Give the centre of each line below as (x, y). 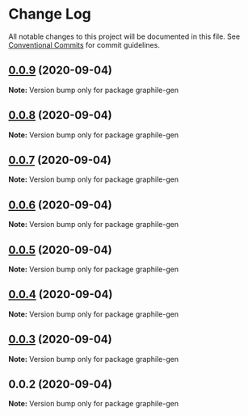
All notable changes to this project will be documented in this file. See (124, 36)
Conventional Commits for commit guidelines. (84, 44)
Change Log (50, 14)
